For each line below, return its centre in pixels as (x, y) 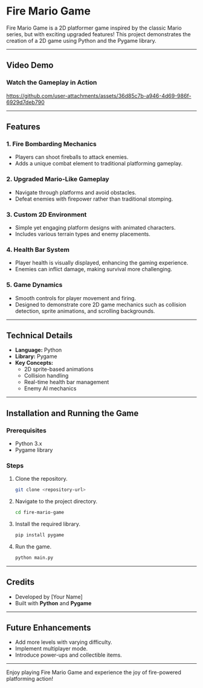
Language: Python (38, 350)
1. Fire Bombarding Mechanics (51, 144)
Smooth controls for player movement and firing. (76, 298)
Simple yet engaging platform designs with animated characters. (95, 227)
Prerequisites (26, 430)
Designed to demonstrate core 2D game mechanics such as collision (101, 304)
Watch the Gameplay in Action (52, 83)
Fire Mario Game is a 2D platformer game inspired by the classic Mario (94, 28)
